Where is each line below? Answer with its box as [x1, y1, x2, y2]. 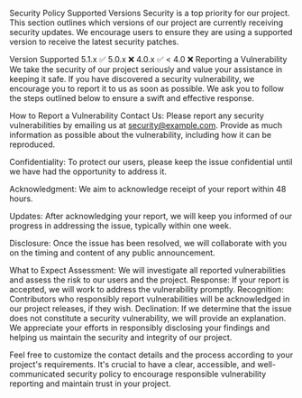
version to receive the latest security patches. [9, 36, 179, 47]
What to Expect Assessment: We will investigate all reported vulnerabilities [9, 265, 287, 275]
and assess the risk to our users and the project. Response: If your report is [9, 274, 290, 285]
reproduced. [9, 139, 56, 150]
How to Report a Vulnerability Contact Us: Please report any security [9, 110, 264, 121]
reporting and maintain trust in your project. [9, 378, 171, 389]
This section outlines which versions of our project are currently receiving [9, 17, 284, 28]
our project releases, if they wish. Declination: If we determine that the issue [9, 303, 292, 314]
